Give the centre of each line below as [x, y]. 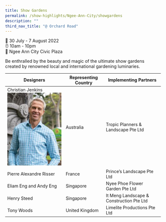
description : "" [22, 21]
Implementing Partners [132, 80]
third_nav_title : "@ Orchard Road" [42, 26]
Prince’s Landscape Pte [130, 171]
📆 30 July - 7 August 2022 [32, 41]
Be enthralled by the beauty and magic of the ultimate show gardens [75, 61]
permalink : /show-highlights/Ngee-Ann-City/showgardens [64, 16]
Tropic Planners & [124, 125]
